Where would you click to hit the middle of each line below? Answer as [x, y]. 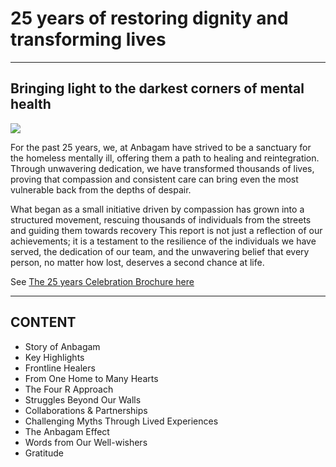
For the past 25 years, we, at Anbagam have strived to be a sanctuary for [161, 147]
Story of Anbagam [62, 346]
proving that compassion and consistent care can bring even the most [154, 179]
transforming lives [88, 39]
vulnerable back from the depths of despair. [101, 189]
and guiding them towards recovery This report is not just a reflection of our [166, 230]
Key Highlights [54, 357]
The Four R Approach [69, 389]
